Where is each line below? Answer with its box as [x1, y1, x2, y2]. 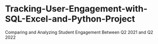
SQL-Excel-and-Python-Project [5, 13, 136, 24]
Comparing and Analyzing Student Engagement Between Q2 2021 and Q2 [5, 29, 154, 35]
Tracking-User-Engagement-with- [5, 3, 148, 14]
